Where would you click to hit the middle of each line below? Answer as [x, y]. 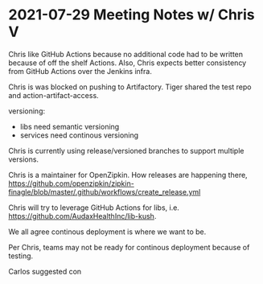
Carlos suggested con [45, 271]
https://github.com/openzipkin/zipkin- [71, 183]
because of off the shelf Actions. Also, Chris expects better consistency [127, 63]
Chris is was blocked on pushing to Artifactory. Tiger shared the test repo [130, 87]
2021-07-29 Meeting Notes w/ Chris [131, 15]
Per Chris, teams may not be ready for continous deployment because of [129, 247]
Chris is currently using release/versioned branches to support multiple [126, 150]
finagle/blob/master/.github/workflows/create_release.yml [105, 191]
